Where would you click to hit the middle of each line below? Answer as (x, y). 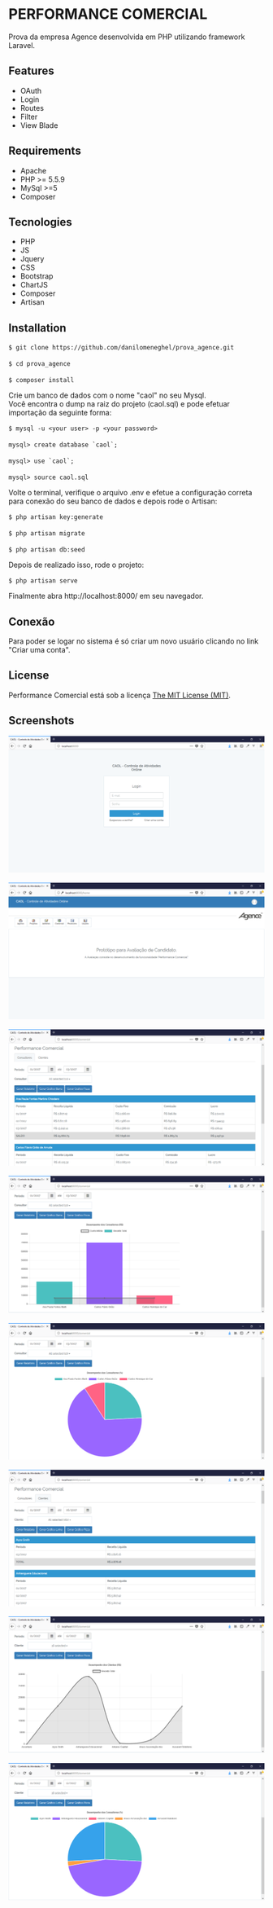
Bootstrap (37, 276)
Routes (32, 108)
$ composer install (41, 380)
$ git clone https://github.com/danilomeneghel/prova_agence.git (121, 348)
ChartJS (34, 285)
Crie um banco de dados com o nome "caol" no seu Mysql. (108, 395)
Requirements (45, 151)
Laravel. (22, 45)
